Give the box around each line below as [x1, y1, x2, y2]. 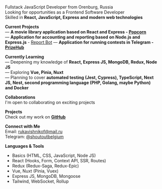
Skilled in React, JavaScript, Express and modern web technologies [5, 15, 143, 20]
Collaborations [5, 94, 35, 100]
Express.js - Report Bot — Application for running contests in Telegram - [5, 39, 154, 45]
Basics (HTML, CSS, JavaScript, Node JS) [12, 153, 96, 158]
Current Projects [5, 24, 39, 30]
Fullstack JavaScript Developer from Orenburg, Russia [5, 4, 113, 10]
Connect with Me [5, 123, 40, 129]
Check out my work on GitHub [5, 114, 66, 120]
